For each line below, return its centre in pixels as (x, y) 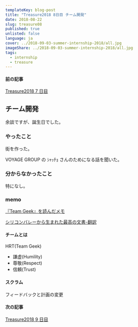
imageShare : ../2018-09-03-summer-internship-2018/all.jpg (69, 48)
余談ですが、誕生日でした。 (34, 122)
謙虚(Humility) (27, 257)
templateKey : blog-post (31, 10)
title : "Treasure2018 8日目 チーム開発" (46, 15)
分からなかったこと (29, 174)
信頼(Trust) (24, 269)
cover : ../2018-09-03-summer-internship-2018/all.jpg (64, 43)
